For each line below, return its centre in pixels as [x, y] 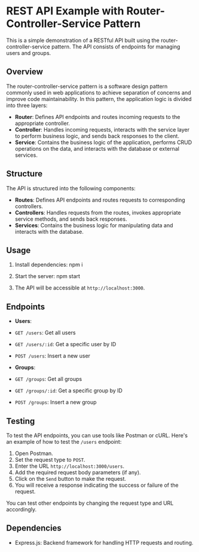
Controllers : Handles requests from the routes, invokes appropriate [98, 212]
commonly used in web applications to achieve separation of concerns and [99, 92]
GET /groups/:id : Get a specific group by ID [68, 391]
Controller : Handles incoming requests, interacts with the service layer [102, 129]
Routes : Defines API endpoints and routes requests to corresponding [100, 200]
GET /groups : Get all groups [48, 379]
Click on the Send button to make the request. [71, 479]
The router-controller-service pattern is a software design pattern [87, 86]
